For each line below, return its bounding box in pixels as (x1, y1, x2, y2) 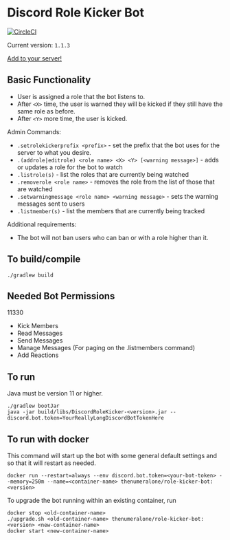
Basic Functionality (7, 74, 91, 86)
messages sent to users (16, 199, 85, 208)
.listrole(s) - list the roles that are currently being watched (16, 170, 189, 178)
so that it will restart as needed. (7, 459, 96, 467)
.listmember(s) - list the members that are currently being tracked (16, 206, 205, 215)
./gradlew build (7, 272, 54, 279)
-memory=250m (7, 478, 45, 485)
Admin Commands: (7, 127, 62, 136)
